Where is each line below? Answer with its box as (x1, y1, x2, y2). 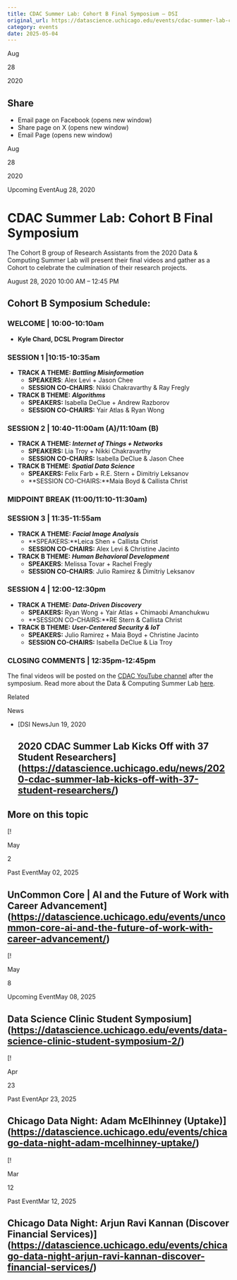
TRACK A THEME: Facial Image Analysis (17, 530, 139, 538)
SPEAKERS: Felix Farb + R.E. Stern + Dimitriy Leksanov (28, 470, 189, 478)
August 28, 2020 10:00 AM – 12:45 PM (7, 277, 119, 286)
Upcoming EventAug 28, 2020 (7, 185, 95, 194)
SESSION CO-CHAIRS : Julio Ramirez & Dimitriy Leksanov (28, 567, 195, 575)
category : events (7, 23, 59, 30)
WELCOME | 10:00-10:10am (7, 319, 104, 329)
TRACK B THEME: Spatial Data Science (17, 462, 135, 470)
